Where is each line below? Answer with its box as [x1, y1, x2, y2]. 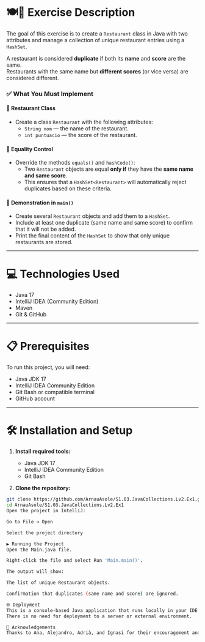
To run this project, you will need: [6, 364, 90, 371]
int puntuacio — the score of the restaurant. [24, 132, 137, 139]
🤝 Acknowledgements [6, 624, 56, 630]
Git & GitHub [15, 311, 47, 318]
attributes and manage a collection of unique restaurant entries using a [6, 36, 185, 43]
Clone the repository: [15, 485, 71, 492]
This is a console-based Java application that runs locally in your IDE [6, 607, 198, 613]
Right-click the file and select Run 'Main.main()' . [6, 558, 143, 564]
